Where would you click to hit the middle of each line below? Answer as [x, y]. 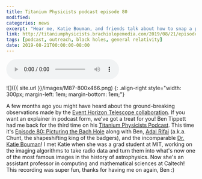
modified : [19, 17]
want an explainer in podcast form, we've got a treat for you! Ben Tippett [96, 118]
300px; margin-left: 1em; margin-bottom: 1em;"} [66, 94]
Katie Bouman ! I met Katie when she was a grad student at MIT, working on [99, 144]
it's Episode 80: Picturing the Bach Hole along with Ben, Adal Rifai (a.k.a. [96, 131]
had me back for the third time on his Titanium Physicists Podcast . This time [100, 125]
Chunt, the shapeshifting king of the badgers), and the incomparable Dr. [95, 138]
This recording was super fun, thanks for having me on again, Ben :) [90, 169]
